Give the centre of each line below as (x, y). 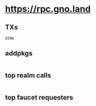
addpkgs (19, 53)
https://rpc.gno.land (48, 9)
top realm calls (28, 75)
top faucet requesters (39, 97)
